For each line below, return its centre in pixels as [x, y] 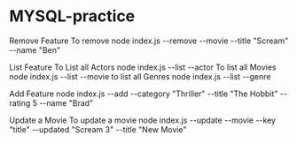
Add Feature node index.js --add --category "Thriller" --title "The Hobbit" [144, 94]
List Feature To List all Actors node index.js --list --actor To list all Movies [143, 67]
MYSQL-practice [72, 16]
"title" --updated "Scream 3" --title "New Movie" [98, 129]
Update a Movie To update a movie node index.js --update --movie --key [143, 120]
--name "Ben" [35, 49]
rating [20, 102]
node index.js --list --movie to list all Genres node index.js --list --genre [140, 76]
